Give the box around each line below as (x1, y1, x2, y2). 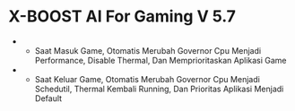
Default (34, 92, 63, 104)
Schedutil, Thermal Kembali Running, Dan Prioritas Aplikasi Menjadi (34, 83, 284, 94)
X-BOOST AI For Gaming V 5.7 (8, 6, 237, 27)
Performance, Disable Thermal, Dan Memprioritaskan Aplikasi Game (34, 55, 288, 65)
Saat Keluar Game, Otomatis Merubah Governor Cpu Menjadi (34, 73, 261, 84)
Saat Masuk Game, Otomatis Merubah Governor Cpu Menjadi (34, 45, 262, 55)
